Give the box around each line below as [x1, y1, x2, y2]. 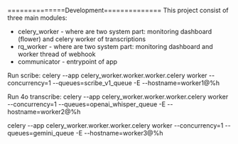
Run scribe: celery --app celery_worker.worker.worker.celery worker [7, 71, 207, 79]
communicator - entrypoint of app [17, 57, 118, 66]
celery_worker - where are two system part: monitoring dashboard [17, 28, 212, 35]
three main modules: [7, 13, 67, 22]
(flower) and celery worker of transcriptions [17, 35, 146, 43]
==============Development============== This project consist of [7, 6, 229, 14]
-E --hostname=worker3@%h [75, 129, 163, 137]
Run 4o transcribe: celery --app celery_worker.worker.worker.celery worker [7, 92, 229, 101]
